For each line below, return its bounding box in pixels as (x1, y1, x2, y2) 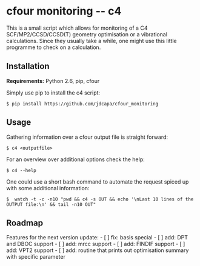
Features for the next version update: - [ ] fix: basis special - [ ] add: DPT (6, 234, 188, 241)
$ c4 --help (6, 167, 36, 173)
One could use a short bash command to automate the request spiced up (6, 178, 189, 185)
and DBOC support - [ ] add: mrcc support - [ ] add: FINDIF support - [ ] (6, 241, 185, 248)
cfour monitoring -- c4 (6, 4, 122, 18)
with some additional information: (6, 184, 90, 191)
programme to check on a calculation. (6, 44, 101, 51)
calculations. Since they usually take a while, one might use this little (6, 37, 177, 44)
